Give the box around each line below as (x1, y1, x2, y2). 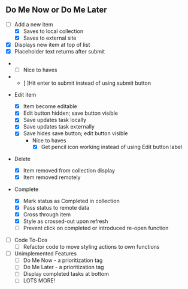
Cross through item (23, 210, 71, 218)
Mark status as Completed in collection (23, 197, 120, 204)
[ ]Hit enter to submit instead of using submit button (23, 79, 151, 87)
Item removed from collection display (23, 166, 115, 174)
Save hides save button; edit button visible (23, 130, 128, 137)
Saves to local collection (23, 27, 84, 35)
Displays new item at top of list (14, 41, 90, 48)
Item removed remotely (23, 174, 81, 181)
